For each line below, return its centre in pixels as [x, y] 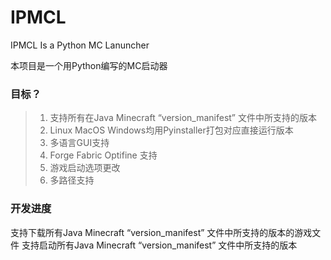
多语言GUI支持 [79, 143]
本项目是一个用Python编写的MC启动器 [89, 65]
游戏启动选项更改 [85, 168]
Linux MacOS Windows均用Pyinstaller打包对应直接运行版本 [171, 130]
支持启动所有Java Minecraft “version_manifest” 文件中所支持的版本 [159, 245]
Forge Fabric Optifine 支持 [103, 155]
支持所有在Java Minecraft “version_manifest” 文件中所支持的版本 [183, 118]
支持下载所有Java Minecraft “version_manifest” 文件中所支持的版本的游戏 [161, 232]
